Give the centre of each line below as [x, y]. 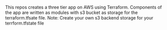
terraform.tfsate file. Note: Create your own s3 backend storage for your [79, 18]
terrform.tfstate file [25, 23]
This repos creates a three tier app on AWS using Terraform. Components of [83, 7]
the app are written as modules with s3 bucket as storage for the [72, 12]
